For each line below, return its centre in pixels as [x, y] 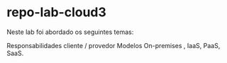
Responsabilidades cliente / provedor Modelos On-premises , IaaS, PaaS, [113, 45]
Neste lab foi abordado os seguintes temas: [70, 32]
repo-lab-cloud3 [57, 12]
